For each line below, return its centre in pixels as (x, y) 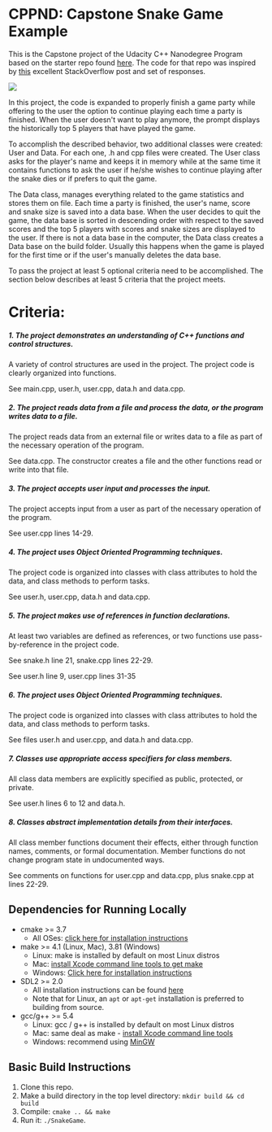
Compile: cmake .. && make (65, 1111)
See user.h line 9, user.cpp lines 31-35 (72, 675)
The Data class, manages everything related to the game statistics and (126, 194)
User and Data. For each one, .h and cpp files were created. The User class (134, 152)
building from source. (68, 1007)
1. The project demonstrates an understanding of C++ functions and (127, 335)
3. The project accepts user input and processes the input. (110, 488)
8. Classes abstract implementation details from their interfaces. (121, 822)
